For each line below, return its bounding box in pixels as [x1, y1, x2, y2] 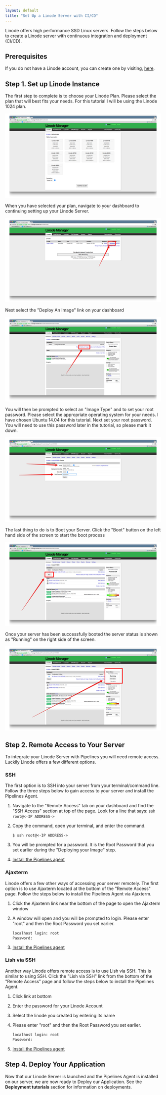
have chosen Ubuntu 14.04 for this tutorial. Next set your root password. [5, 417, 152, 423]
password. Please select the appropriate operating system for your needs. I [5, 412, 159, 418]
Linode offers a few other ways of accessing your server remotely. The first [5, 880, 159, 886]
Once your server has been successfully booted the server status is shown [5, 631, 158, 637]
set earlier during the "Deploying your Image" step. [12, 847, 116, 853]
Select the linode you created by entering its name [12, 1012, 115, 1018]
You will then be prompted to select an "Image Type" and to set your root [5, 407, 154, 413]
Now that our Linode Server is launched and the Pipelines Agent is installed [5, 1073, 159, 1079]
